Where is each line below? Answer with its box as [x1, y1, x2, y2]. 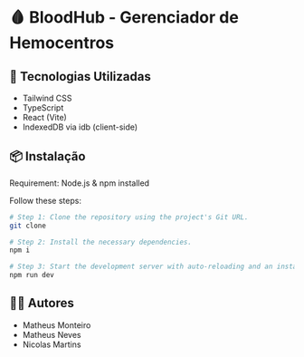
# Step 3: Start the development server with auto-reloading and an [9, 262, 273, 272]
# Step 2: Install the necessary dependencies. [9, 237, 193, 246]
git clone [9, 221, 47, 230]
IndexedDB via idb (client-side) [22, 121, 138, 132]
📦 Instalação [9, 149, 86, 164]
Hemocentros [9, 33, 115, 53]
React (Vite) [22, 112, 68, 122]
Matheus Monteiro [22, 319, 91, 331]
